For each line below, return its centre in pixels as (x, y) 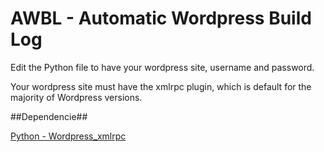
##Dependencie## (49, 116)
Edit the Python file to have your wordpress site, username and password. (162, 67)
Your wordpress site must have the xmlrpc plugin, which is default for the (161, 86)
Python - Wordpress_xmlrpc (68, 136)
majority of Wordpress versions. (76, 97)
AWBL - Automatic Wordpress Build (161, 18)
